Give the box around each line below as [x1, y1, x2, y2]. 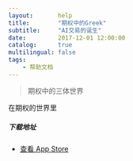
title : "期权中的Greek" [8, 19, 107, 27]
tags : [8, 56, 26, 64]
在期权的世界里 [8, 102, 57, 112]
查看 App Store [19, 144, 69, 153]
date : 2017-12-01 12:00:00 [8, 33, 126, 42]
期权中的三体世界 [27, 86, 84, 95]
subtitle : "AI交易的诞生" [8, 26, 102, 34]
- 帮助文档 [22, 63, 54, 71]
